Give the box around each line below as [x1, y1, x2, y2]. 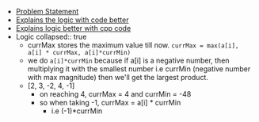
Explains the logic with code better [15, 15, 129, 25]
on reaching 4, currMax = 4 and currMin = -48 [39, 90, 192, 98]
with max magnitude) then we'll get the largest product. [27, 73, 208, 82]
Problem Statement [15, 7, 79, 16]
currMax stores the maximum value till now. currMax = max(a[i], [27, 40, 239, 50]
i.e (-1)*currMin [51, 106, 103, 116]
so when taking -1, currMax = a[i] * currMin [39, 98, 181, 107]
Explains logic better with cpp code [15, 24, 131, 32]
